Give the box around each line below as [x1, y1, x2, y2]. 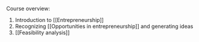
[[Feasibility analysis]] [14, 29, 70, 36]
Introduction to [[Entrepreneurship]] [14, 17, 104, 23]
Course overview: [6, 5, 50, 12]
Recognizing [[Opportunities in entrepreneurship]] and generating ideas [14, 23, 194, 30]
